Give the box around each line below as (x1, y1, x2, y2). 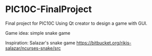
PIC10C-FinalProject (5, 4, 92, 15)
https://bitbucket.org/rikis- (76, 39, 132, 46)
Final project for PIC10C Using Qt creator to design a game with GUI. (5, 20, 147, 26)
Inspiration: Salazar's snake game (5, 39, 76, 46)
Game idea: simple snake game (5, 30, 71, 36)
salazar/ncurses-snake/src (5, 45, 61, 51)
